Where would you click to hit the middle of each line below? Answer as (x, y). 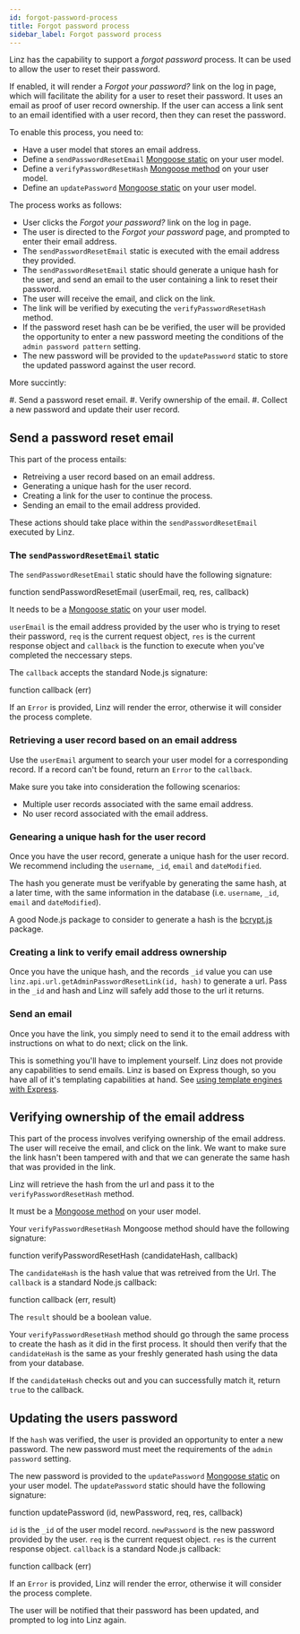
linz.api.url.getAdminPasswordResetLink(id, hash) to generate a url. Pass (148, 981)
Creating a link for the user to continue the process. (117, 496)
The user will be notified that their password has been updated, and (134, 1611)
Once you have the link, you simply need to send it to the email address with (150, 1033)
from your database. (47, 1363)
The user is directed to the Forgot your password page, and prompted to (156, 232)
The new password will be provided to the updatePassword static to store (155, 356)
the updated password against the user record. (109, 365)
